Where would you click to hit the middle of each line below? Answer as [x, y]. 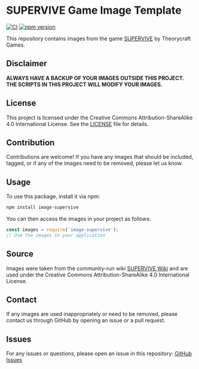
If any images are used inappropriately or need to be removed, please [92, 314]
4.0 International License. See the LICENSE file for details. [77, 124]
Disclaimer [27, 64]
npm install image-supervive [42, 207]
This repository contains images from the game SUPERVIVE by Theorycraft [99, 38]
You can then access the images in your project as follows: [79, 219]
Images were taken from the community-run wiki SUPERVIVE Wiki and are [97, 268]
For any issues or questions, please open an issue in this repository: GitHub [99, 353]
